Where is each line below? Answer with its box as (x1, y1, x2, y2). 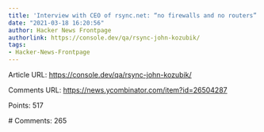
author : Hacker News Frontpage (8, 26, 112, 34)
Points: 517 (8, 100, 44, 110)
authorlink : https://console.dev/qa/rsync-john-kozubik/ (8, 33, 201, 42)
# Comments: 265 (8, 116, 67, 125)
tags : (8, 41, 26, 49)
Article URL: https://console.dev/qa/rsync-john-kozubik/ (8, 70, 192, 79)
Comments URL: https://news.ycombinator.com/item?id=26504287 (8, 85, 228, 95)
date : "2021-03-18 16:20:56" (8, 19, 105, 27)
